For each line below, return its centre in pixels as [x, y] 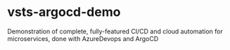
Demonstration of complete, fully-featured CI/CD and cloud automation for [115, 31]
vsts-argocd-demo [64, 12]
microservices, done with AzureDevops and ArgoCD [83, 38]
